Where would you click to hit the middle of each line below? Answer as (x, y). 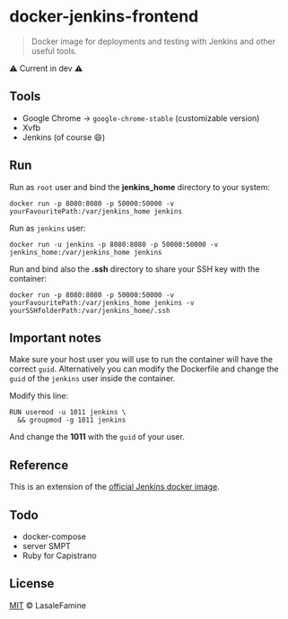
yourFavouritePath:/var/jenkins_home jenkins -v (102, 302)
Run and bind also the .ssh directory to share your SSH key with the (135, 269)
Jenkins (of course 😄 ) (64, 137)
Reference (39, 465)
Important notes (55, 338)
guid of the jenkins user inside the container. (92, 379)
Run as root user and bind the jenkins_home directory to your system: (140, 187)
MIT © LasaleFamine (48, 605)
